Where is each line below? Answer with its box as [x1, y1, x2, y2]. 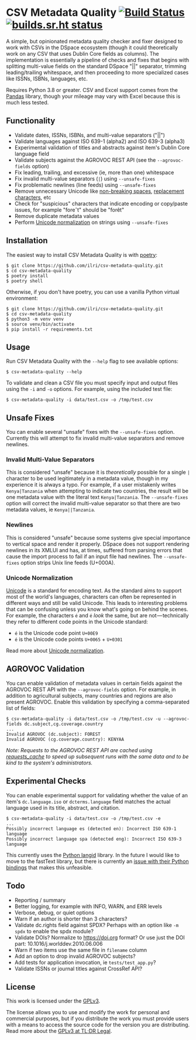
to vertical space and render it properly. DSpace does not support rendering [6, 540, 190, 548]
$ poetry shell [6, 278, 43, 284]
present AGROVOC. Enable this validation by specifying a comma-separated [6, 698, 190, 705]
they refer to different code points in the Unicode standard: [6, 618, 148, 626]
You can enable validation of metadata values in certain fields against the [6, 679, 183, 686]
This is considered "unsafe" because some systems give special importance [6, 534, 191, 541]
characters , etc [14, 193, 51, 200]
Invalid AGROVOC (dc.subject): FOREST [6, 731, 101, 737]
